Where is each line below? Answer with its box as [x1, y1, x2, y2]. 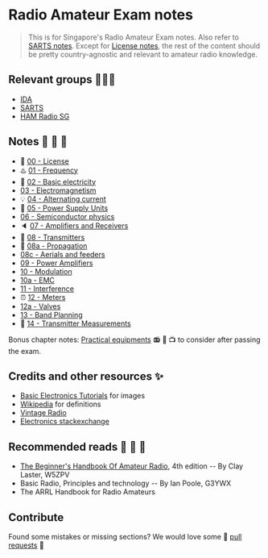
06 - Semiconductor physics [19, 211, 115, 221]
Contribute [8, 510, 64, 524]
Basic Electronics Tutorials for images [19, 391, 146, 401]
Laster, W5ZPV [19, 470, 70, 480]
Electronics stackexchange [19, 417, 110, 427]
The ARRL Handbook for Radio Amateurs [19, 487, 155, 497]
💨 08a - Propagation [19, 240, 88, 251]
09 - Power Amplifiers [19, 258, 93, 268]
